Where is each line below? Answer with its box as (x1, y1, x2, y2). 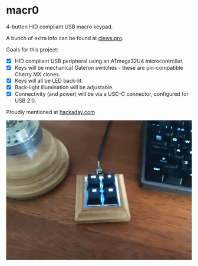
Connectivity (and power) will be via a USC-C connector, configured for (14, 90, 189, 98)
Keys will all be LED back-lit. (14, 77, 84, 85)
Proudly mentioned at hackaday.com (6, 109, 95, 116)
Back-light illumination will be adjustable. (14, 84, 114, 91)
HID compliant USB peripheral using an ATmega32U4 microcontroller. (14, 57, 184, 64)
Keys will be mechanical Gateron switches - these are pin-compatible (14, 64, 184, 71)
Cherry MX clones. (14, 71, 61, 78)
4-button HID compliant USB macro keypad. (6, 23, 113, 30)
